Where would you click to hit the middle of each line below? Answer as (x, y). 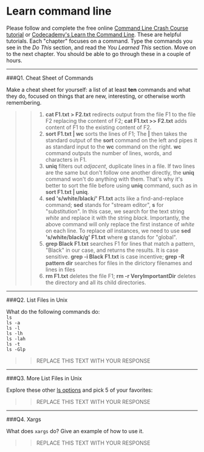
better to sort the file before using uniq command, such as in (121, 185)
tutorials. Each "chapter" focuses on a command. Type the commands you (100, 41)
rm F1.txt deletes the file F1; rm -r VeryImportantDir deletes (121, 276)
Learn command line (59, 11)
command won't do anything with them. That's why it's (114, 179)
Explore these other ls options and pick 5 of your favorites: (80, 390)
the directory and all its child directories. (96, 282)
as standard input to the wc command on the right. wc (113, 147)
